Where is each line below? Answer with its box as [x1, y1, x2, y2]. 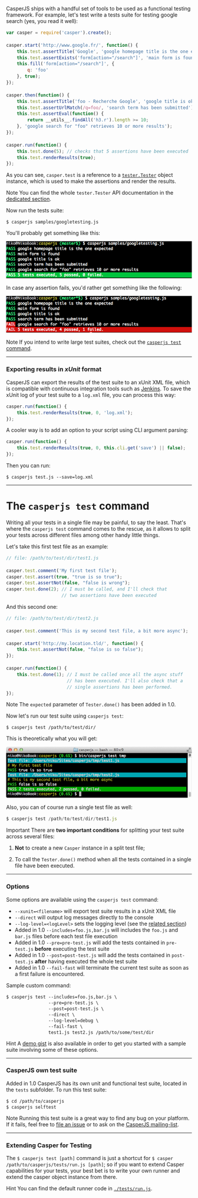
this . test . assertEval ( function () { [16, 111, 104, 117]
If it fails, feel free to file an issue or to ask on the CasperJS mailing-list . [6, 1120, 179, 1128]
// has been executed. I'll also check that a [67, 677, 183, 684]
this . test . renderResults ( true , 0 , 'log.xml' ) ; [16, 409, 133, 416]
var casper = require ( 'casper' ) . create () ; [6, 30, 112, 35]
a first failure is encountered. [14, 970, 85, 977]
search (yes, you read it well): [6, 18, 78, 24]
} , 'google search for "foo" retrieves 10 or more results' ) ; [16, 124, 173, 130]
